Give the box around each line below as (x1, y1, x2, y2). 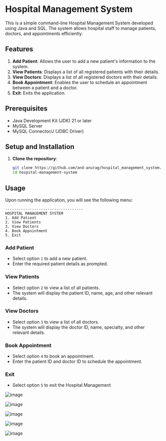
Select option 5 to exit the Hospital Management (12, 382, 111, 388)
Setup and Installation (5, 142, 75, 151)
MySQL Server (12, 123, 43, 129)
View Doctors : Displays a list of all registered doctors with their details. (12, 74, 158, 80)
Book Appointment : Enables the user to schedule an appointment (12, 79, 148, 85)
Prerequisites (5, 105, 48, 113)
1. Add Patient (5, 215, 37, 220)
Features (5, 45, 33, 53)
